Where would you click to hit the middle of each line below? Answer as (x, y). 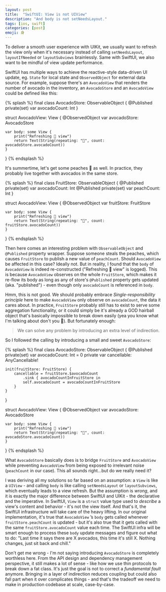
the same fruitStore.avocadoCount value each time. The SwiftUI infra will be (83, 527)
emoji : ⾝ (15, 33)
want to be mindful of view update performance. (54, 63)
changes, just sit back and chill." (38, 543)
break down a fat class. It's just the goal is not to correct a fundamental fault (83, 569)
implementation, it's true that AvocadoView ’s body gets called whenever (77, 517)
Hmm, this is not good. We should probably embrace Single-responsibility (80, 295)
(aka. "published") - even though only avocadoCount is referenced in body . (80, 285)
